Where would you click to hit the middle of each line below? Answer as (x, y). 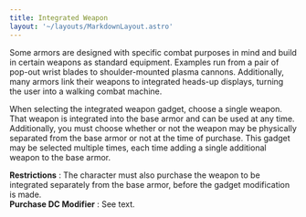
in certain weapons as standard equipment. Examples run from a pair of (144, 62)
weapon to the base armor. (60, 157)
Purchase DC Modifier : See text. (72, 204)
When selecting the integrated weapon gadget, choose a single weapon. (146, 108)
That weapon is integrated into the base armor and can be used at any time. (152, 119)
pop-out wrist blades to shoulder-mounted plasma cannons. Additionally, (147, 72)
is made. (26, 194)
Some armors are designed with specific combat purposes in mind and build (153, 52)
